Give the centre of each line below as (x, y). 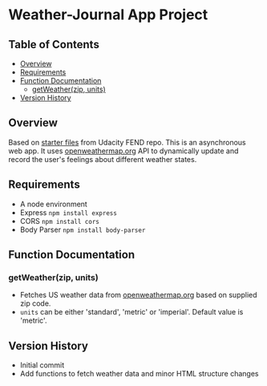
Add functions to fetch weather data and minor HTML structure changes (139, 374)
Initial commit (42, 365)
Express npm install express (69, 212)
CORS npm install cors (60, 221)
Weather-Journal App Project (108, 15)
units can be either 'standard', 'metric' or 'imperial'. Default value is (131, 312)
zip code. (35, 303)
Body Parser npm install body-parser (83, 230)
